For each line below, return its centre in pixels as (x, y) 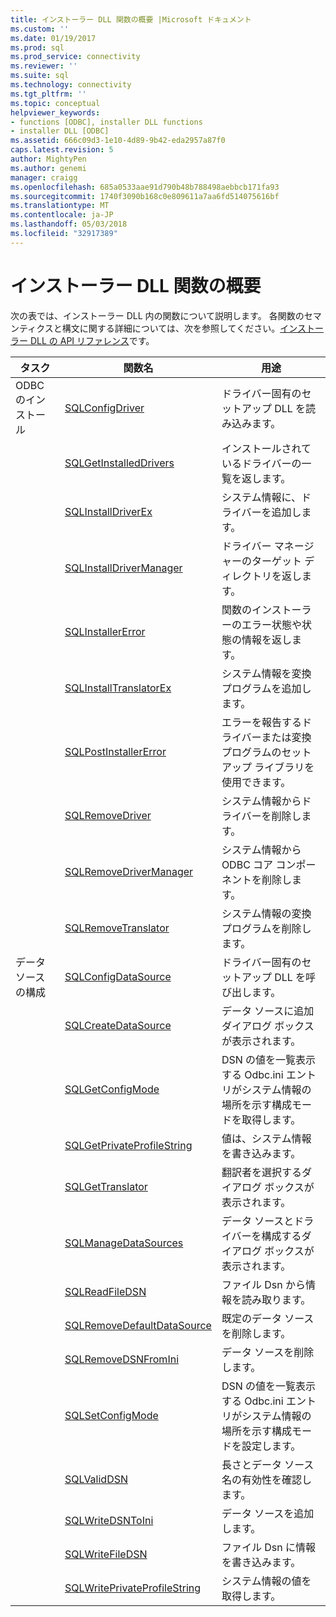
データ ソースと (258, 1221)
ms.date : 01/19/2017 (53, 38)
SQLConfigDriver (104, 408)
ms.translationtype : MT (60, 206)
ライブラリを (284, 767)
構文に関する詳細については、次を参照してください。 (171, 328)
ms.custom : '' (40, 29)
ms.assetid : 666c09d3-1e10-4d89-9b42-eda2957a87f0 (118, 141)
